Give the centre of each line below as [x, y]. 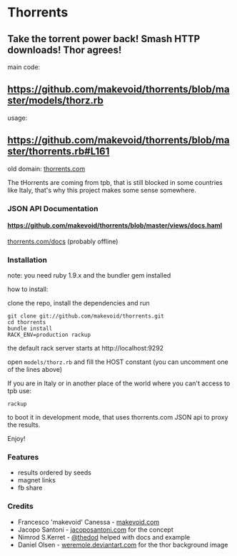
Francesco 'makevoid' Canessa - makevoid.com [89, 522]
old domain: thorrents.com [46, 168]
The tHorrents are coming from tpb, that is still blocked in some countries [115, 182]
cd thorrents [27, 323]
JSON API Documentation [53, 208]
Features [23, 457]
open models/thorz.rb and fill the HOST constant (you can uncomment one [118, 362]
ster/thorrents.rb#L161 [59, 152]
